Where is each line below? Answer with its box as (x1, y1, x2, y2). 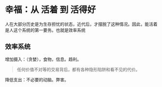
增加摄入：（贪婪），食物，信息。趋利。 (5, 56, 81, 62)
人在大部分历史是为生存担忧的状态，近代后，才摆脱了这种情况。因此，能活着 (5, 21, 158, 27)
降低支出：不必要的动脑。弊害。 (5, 76, 69, 82)
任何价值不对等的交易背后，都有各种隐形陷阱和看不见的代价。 (16, 66, 140, 72)
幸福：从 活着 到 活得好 (5, 4, 96, 15)
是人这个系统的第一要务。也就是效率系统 (5, 27, 86, 33)
